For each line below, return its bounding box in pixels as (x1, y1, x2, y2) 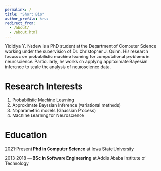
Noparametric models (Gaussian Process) (12, 107, 96, 113)
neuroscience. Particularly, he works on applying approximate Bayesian (5, 59, 148, 64)
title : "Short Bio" (5, 12, 45, 17)
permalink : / (5, 7, 32, 12)
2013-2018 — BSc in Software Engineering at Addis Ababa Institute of (5, 155, 146, 161)
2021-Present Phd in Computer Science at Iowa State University (5, 146, 134, 152)
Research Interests (5, 81, 83, 92)
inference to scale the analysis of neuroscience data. (5, 64, 111, 70)
